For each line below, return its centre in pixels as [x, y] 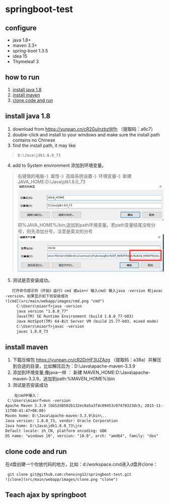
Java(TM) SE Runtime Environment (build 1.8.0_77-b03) [75, 317]
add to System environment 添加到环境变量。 [59, 165]
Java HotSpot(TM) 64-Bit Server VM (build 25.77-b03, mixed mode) [87, 322]
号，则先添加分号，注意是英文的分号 [55, 231]
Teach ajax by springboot [46, 495]
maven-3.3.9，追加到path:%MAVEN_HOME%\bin [64, 379]
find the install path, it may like [44, 145]
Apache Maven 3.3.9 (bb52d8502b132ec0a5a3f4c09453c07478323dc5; [74, 406]
